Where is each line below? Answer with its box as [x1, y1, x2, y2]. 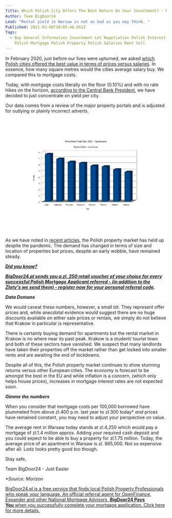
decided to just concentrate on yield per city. [5, 92, 100, 98]
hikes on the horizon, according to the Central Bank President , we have [5, 87, 155, 93]
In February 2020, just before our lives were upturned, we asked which [5, 55, 155, 61]
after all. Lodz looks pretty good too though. [5, 446, 98, 452]
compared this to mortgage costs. [5, 72, 77, 78]
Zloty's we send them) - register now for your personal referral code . [5, 284, 156, 290]
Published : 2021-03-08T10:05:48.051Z [5, 25, 86, 30]
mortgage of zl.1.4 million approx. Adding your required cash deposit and [5, 429, 159, 436]
